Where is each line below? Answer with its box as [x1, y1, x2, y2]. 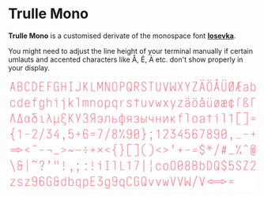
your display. [8, 63, 50, 72]
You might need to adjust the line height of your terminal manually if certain [8, 46, 254, 55]
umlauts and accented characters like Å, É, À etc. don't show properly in [8, 55, 243, 64]
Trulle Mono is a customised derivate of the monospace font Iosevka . [8, 31, 236, 40]
